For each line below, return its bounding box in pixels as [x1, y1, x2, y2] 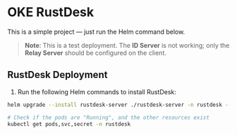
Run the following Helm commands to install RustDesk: [17, 87, 176, 96]
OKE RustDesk [7, 4, 94, 20]
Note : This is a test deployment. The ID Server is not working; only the [24, 41, 230, 49]
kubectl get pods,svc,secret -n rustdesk [7, 120, 131, 127]
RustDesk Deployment [7, 69, 108, 81]
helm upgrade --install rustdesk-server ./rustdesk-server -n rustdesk [7, 101, 222, 108]
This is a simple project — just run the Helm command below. [7, 27, 186, 36]
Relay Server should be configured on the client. [24, 49, 167, 57]
